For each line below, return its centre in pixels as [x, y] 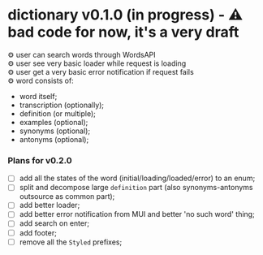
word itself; [38, 96]
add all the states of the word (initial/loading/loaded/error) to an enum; [137, 178]
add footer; [38, 232]
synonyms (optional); [55, 131]
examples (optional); [54, 122]
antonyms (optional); [54, 139]
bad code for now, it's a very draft [123, 32]
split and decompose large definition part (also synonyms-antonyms [136, 188]
